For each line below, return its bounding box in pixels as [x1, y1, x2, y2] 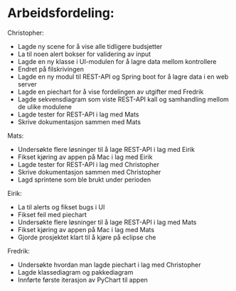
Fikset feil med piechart [17, 210, 87, 219]
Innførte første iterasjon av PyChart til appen [17, 275, 148, 284]
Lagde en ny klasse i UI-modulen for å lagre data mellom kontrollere [17, 57, 217, 65]
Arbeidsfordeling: [7, 5, 115, 21]
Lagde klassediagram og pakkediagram [17, 268, 134, 276]
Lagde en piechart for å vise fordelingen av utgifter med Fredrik [17, 87, 204, 96]
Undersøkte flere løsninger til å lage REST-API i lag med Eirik [17, 145, 195, 153]
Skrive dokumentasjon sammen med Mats [17, 117, 141, 126]
